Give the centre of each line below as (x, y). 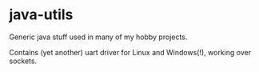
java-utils (41, 15)
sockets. (23, 61)
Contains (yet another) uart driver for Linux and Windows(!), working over (130, 52)
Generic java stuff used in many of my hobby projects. (98, 37)
